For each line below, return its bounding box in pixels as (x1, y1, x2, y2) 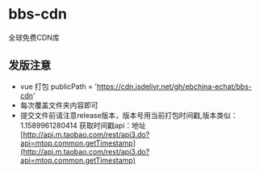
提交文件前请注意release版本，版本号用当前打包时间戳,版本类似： (19, 110, 238, 120)
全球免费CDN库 (8, 32, 60, 42)
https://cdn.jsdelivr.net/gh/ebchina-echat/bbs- (96, 82, 253, 91)
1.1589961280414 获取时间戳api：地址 (19, 120, 147, 130)
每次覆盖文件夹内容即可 (19, 100, 99, 110)
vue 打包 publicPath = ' (19, 82, 98, 91)
